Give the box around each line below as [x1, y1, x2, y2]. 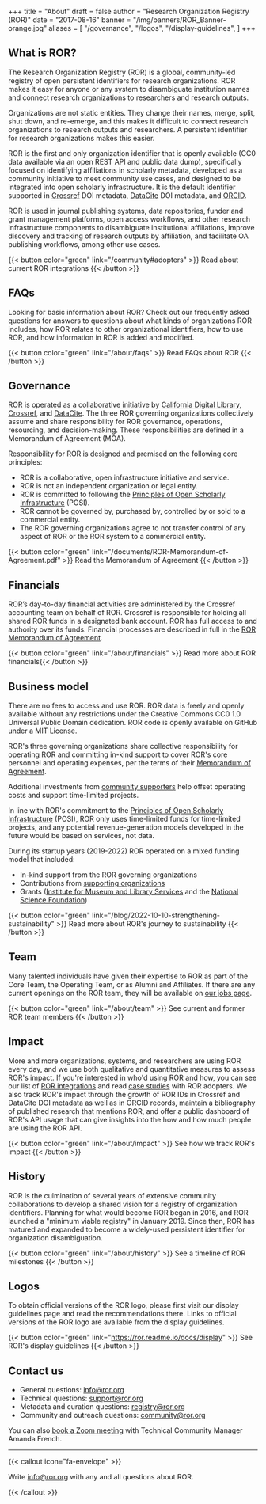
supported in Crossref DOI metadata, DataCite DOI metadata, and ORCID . [8, 190, 247, 200]
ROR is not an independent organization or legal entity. [19, 481, 198, 491]
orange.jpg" [8, 24, 47, 32]
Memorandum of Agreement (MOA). [8, 434, 127, 443]
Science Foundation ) [19, 895, 88, 905]
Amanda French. [8, 1434, 63, 1444]
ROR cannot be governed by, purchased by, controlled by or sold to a [19, 507, 245, 516]
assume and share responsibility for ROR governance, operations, [8, 417, 223, 427]
